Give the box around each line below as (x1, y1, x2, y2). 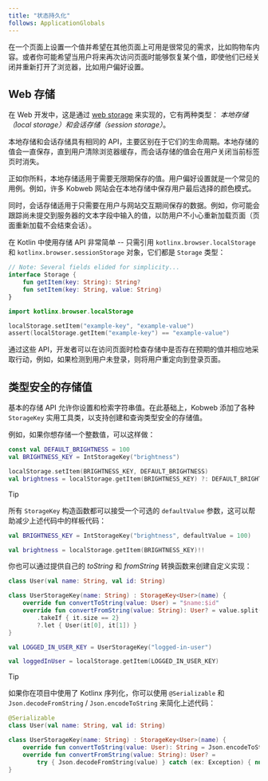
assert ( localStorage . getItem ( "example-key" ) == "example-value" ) (8, 329, 230, 337)
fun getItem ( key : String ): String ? (22, 278, 141, 287)
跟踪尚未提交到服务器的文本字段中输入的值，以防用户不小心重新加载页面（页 (8, 210, 260, 220)
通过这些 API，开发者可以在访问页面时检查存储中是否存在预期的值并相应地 (8, 344, 253, 355)
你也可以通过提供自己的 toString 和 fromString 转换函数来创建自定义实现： (8, 561, 253, 571)
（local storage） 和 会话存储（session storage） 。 (8, 120, 170, 130)
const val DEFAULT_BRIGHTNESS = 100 (8, 445, 130, 454)
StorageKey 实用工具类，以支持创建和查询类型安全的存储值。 (8, 413, 207, 422)
